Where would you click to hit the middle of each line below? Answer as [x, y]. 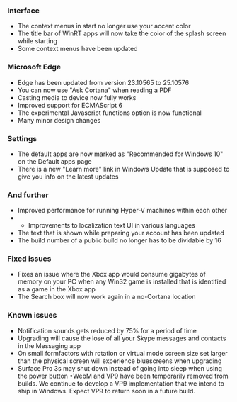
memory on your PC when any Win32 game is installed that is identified [122, 281]
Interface [24, 11]
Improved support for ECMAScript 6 [70, 105]
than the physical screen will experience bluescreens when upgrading [120, 361]
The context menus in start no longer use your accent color [104, 26]
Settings [22, 138]
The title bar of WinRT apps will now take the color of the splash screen [122, 33]
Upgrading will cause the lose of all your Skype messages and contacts [122, 338]
